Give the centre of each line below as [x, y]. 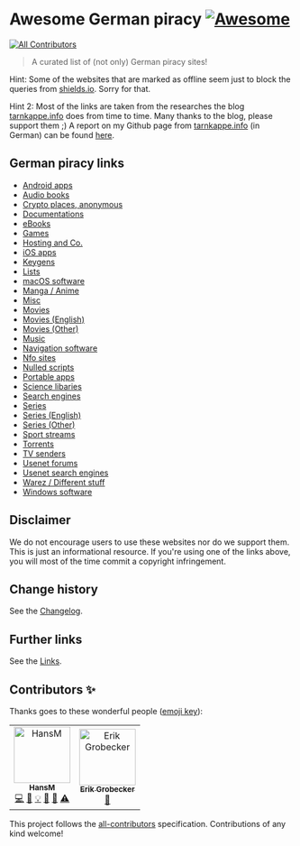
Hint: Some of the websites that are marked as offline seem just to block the [150, 79]
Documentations [53, 214]
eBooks [36, 223]
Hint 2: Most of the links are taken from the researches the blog [127, 106]
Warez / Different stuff [64, 482]
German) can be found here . [62, 134]
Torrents [38, 444]
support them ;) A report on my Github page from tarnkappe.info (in [135, 125]
